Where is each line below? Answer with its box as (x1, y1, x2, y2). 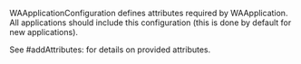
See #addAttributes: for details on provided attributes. (9, 44, 211, 55)
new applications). (9, 27, 79, 37)
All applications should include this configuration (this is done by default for (9, 17, 292, 28)
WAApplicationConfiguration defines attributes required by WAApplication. (9, 8, 288, 18)
